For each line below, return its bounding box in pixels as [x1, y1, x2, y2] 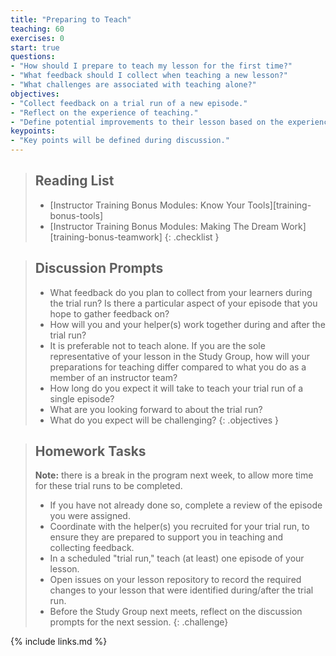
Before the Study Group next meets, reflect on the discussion [49, 606, 303, 618]
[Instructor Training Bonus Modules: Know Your [49, 199, 246, 211]
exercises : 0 [10, 33, 65, 43]
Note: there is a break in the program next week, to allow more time [34, 469, 314, 481]
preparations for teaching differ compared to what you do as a [49, 361, 307, 373]
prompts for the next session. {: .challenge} [49, 616, 229, 628]
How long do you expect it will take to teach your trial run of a [49, 382, 304, 394]
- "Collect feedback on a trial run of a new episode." [10, 98, 248, 108]
